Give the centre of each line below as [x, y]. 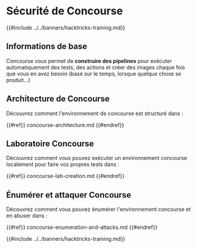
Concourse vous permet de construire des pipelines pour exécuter [89, 61]
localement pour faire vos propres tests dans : [63, 164]
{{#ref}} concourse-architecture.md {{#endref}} [65, 125]
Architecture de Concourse [58, 99]
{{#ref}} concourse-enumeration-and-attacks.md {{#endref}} [82, 227]
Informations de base [47, 46]
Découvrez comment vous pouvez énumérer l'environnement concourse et [98, 209]
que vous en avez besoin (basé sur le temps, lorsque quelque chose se [94, 74]
